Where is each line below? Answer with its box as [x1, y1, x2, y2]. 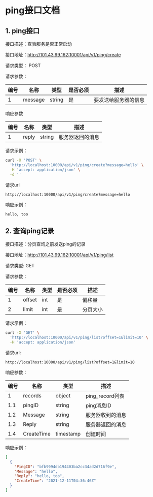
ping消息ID [85, 402, 111, 409]
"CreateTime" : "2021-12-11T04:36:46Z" [14, 478, 96, 483]
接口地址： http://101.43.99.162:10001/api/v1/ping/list [5, 252, 114, 258]
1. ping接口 [5, 26, 40, 35]
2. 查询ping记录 [5, 227, 54, 235]
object [55, 392, 71, 399]
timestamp [55, 430, 81, 437]
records [23, 392, 42, 399]
